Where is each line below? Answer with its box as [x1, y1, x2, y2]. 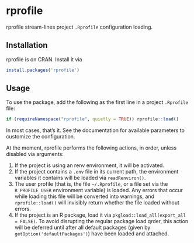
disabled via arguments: [6, 151, 64, 158]
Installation [6, 40, 48, 50]
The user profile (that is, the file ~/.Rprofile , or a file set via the [14, 180, 168, 188]
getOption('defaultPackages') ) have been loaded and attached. [14, 230, 169, 237]
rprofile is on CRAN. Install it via [6, 55, 82, 63]
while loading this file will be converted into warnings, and [14, 193, 155, 200]
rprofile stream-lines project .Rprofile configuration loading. [6, 23, 153, 30]
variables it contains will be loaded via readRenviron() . [14, 174, 146, 182]
